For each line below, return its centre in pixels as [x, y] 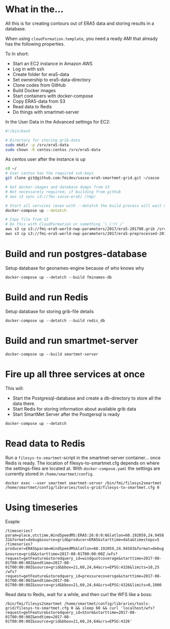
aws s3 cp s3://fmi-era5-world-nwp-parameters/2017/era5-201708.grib [80, 229]
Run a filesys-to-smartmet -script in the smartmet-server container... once [83, 457]
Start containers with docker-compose [53, 96]
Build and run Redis [47, 298]
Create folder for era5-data [41, 74]
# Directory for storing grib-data [43, 140]
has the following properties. [35, 44]
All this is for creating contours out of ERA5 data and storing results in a [80, 23]
